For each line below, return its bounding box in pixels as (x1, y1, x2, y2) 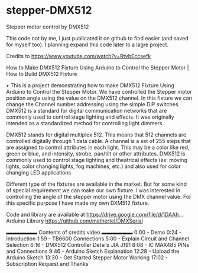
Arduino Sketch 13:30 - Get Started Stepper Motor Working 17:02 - (6, 253, 168, 261)
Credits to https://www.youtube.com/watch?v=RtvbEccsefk (6, 52, 151, 59)
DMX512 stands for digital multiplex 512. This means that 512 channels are (6, 131, 187, 138)
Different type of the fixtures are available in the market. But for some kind (6, 180, 187, 188)
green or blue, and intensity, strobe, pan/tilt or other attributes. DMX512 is (6, 150, 186, 157)
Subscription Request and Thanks (6, 260, 89, 267)
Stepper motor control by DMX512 (6, 23, 89, 30)
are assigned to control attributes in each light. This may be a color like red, (6, 144, 190, 151)
